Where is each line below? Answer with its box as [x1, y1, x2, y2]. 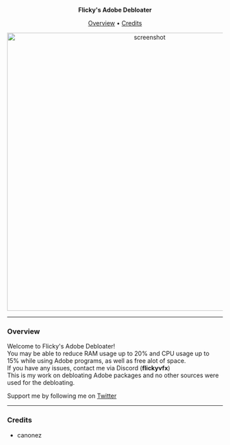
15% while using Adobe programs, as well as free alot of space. [7, 357, 186, 365]
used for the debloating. [7, 379, 75, 387]
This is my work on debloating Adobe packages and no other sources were [7, 371, 219, 379]
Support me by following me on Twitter [7, 392, 117, 400]
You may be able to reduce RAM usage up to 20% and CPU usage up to [7, 349, 210, 358]
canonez [16, 431, 42, 439]
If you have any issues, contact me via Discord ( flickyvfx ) [7, 364, 170, 372]
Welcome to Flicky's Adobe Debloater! [7, 342, 116, 351]
